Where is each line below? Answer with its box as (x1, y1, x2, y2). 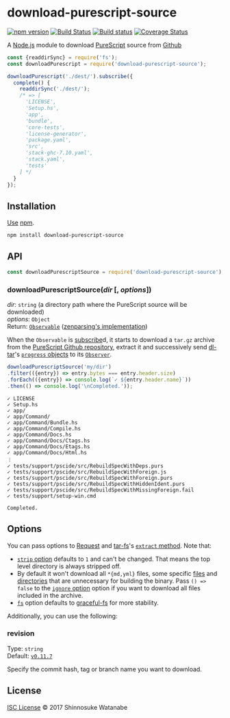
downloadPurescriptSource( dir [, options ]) (7, 285, 152, 294)
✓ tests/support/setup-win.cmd (7, 492, 97, 499)
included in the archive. (16, 591, 84, 599)
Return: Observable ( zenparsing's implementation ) (7, 323, 148, 331)
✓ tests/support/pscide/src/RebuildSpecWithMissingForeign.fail (7, 486, 194, 494)
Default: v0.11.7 (7, 651, 53, 660)
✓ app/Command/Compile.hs (7, 425, 81, 432)
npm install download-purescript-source (7, 232, 125, 239)
